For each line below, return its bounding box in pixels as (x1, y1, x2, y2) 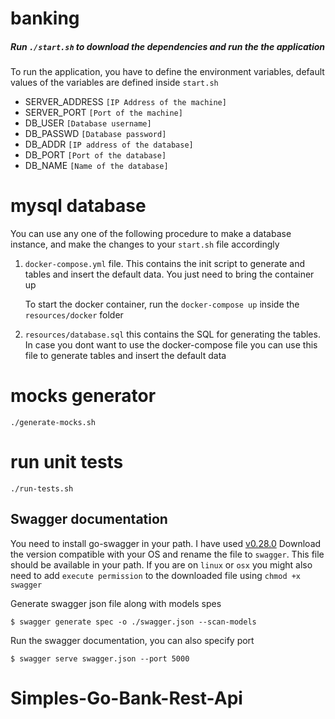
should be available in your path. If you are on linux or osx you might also (10, 558, 313, 571)
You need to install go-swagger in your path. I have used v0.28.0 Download (10, 537, 322, 549)
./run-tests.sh (10, 483, 74, 494)
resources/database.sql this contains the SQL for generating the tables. (24, 328, 321, 341)
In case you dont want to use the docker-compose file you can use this (24, 339, 318, 351)
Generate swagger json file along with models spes (10, 597, 222, 609)
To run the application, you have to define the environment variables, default (10, 66, 325, 78)
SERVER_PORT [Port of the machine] (24, 107, 183, 119)
